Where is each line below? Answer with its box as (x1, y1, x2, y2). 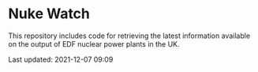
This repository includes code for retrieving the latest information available (8, 31, 251, 40)
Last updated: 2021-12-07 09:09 (8, 55, 114, 64)
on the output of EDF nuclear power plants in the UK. (8, 39, 180, 48)
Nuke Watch (8, 5, 91, 23)
